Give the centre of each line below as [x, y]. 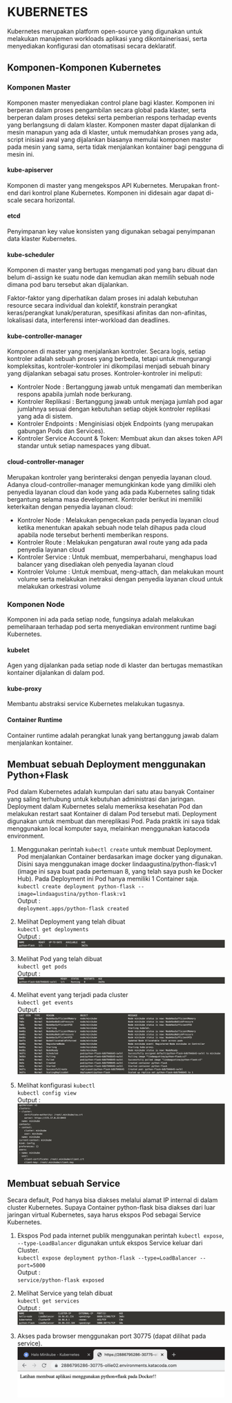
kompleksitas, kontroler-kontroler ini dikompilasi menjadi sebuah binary [108, 366]
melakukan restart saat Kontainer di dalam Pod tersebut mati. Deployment [112, 814]
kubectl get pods [42, 967]
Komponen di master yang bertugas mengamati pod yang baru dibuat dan [112, 270]
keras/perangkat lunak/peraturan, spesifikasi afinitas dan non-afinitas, [107, 313]
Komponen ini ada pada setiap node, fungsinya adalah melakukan [101, 619]
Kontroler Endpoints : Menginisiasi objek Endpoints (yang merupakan [115, 424]
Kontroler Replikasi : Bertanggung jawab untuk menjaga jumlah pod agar [120, 402]
